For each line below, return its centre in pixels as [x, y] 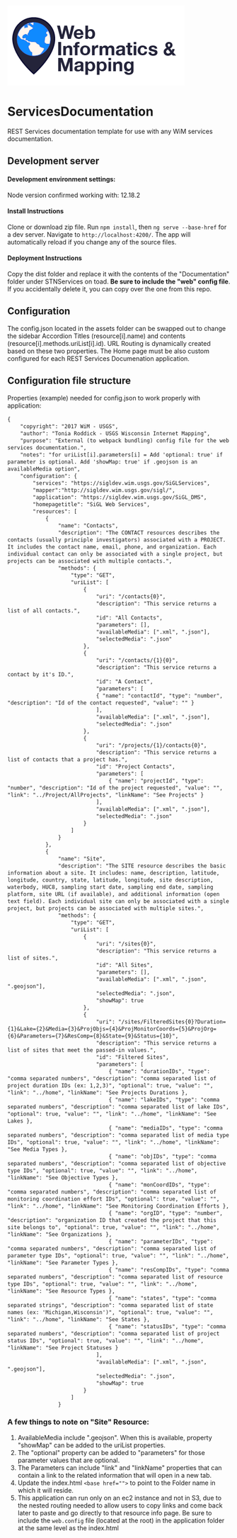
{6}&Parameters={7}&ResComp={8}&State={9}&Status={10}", [93, 1036]
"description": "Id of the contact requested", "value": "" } [101, 703]
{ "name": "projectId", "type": [156, 781]
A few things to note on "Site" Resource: [79, 1422]
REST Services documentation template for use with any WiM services [110, 131]
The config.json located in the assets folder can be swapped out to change [117, 328]
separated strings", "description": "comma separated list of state [110, 1305]
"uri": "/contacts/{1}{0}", [137, 660]
